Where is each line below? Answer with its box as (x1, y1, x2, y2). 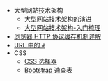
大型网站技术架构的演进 (24, 15, 92, 23)
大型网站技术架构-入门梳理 (24, 24, 101, 31)
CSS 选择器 (24, 57, 57, 65)
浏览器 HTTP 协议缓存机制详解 (13, 32, 102, 40)
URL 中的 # (13, 41, 45, 49)
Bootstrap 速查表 (24, 66, 73, 74)
